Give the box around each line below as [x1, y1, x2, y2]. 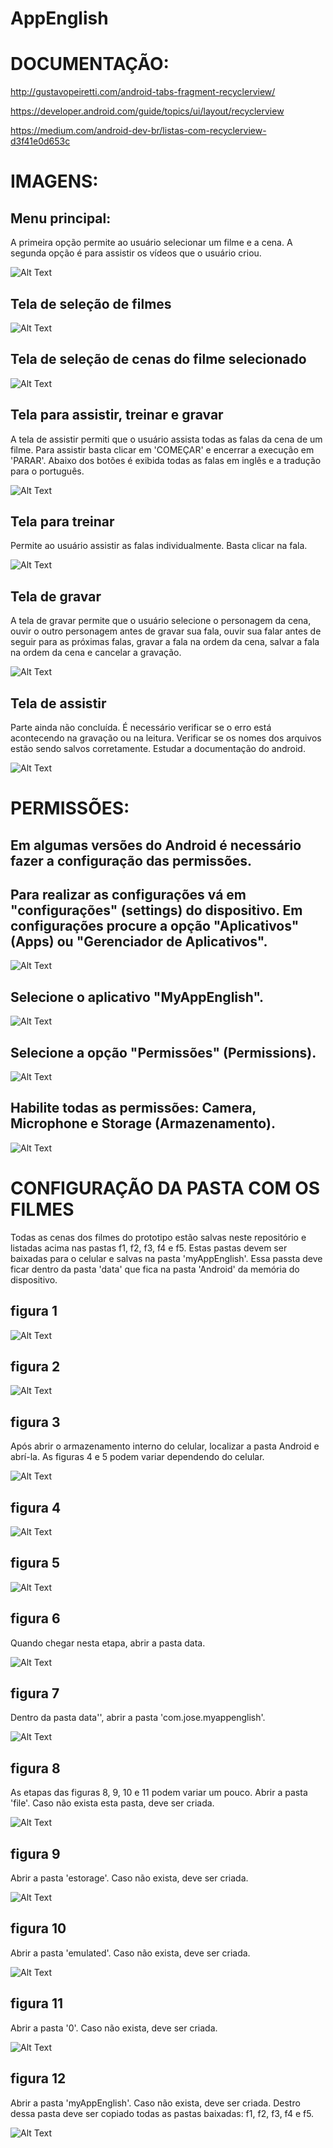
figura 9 [10, 1845, 61, 1862]
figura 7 [10, 1685, 60, 1702]
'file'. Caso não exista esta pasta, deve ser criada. [10, 1797, 215, 1809]
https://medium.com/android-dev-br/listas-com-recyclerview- [10, 125, 267, 137]
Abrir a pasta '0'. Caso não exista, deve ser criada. [10, 2022, 218, 2034]
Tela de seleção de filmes [10, 295, 172, 312]
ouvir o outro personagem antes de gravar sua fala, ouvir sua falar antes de [10, 625, 322, 637]
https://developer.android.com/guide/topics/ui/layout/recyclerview [10, 105, 285, 117]
